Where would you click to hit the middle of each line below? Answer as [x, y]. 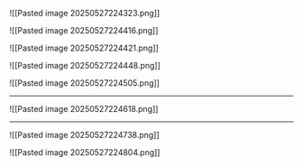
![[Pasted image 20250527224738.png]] [84, 135]
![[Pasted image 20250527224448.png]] [85, 65]
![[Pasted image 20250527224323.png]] [85, 13]
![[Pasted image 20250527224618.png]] [84, 109]
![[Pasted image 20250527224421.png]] [84, 48]
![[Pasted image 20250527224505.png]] [85, 83]
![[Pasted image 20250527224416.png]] [84, 30]
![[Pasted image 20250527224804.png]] [85, 152]
